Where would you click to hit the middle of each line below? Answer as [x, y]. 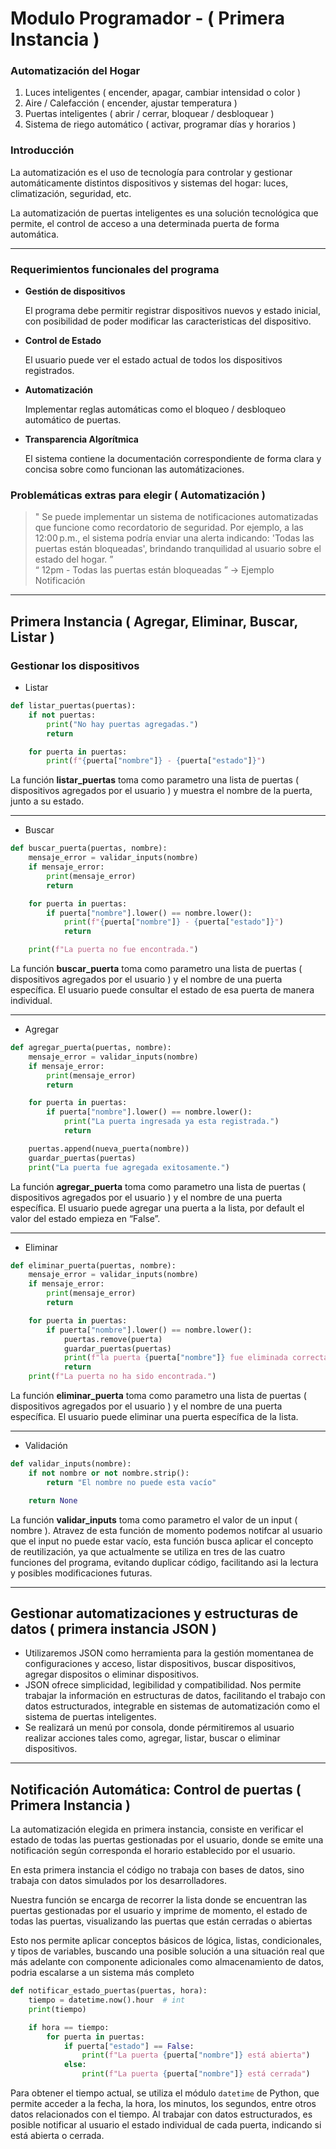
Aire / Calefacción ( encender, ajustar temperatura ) [131, 103]
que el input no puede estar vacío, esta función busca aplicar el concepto [162, 1541]
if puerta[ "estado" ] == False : [129, 2046]
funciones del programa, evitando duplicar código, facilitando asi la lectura [164, 1562]
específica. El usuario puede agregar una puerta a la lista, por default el [157, 1208]
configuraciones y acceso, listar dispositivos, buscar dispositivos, [160, 1664]
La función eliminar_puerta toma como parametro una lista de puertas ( [158, 1396]
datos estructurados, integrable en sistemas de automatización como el [172, 1706]
